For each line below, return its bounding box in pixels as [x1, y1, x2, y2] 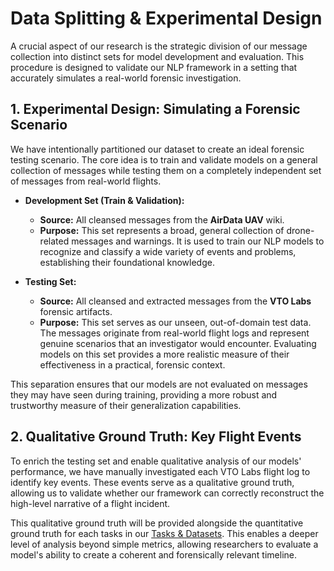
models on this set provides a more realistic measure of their [39, 348, 290, 360]
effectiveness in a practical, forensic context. [39, 358, 226, 371]
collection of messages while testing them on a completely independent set [10, 164, 322, 176]
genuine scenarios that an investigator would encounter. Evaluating [39, 337, 317, 349]
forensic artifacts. [39, 305, 113, 317]
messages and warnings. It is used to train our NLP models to [71, 235, 325, 247]
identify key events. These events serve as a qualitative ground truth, [10, 476, 295, 488]
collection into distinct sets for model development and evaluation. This [10, 50, 305, 62]
